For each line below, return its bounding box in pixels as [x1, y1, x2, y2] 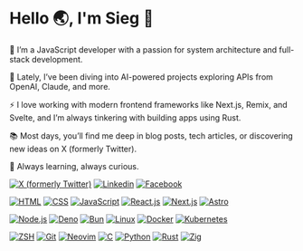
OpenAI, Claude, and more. [9, 81, 111, 92]
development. [31, 53, 83, 64]
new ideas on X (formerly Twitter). [9, 143, 137, 154]
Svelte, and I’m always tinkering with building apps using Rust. [9, 111, 241, 123]
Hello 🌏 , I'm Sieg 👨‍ [9, 8, 154, 29]
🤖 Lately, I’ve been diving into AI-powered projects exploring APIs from [9, 71, 274, 82]
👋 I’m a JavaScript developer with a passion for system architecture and [9, 43, 278, 55]
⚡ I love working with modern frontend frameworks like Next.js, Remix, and [9, 99, 288, 110]
